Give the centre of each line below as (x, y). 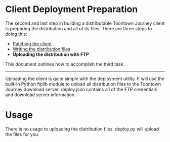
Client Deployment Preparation (72, 9)
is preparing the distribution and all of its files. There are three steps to (79, 28)
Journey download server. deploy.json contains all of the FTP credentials (81, 89)
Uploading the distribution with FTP (51, 54)
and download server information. (40, 95)
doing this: (16, 34)
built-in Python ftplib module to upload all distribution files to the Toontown (83, 84)
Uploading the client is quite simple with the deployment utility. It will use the (85, 79)
